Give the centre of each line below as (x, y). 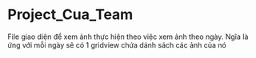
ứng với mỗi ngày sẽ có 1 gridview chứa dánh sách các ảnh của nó (117, 44)
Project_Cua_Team (70, 15)
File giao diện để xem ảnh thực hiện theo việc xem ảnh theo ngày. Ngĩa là (128, 37)
